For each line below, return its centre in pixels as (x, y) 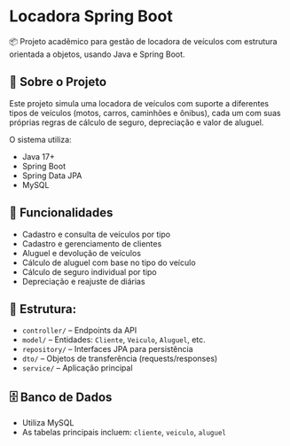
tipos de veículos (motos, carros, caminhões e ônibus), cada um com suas (145, 113)
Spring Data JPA (52, 176)
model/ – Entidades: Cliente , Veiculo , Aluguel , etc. (114, 340)
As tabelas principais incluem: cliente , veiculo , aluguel (124, 433)
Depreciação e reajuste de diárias (83, 281)
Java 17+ (38, 156)
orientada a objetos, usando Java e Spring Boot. (97, 54)
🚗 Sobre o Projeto (58, 82)
